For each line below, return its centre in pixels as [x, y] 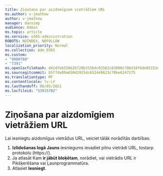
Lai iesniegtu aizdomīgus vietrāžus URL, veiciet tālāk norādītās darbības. [78, 138]
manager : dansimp [23, 23]
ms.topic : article [24, 32]
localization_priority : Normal [37, 46]
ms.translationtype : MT [29, 77]
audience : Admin [21, 28]
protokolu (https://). [32, 153]
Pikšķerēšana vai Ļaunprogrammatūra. [50, 163]
